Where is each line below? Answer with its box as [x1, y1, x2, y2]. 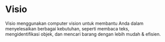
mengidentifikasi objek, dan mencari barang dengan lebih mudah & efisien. [5, 31, 161, 37]
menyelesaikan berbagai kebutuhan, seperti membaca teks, [5, 25, 130, 31]
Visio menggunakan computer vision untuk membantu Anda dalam [5, 20, 144, 26]
